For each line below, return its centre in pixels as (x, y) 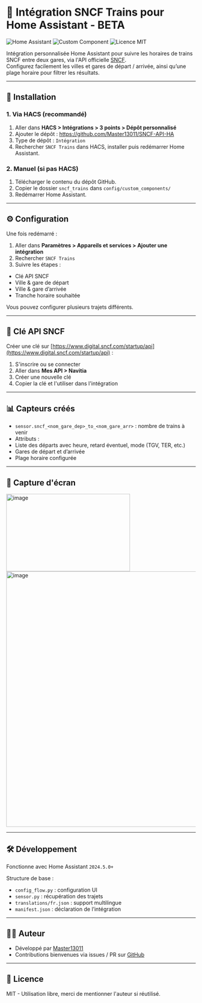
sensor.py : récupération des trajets (59, 896)
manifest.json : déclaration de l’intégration (68, 909)
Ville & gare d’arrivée (41, 289)
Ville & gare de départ (42, 282)
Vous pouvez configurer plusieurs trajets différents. (70, 307)
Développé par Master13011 (49, 948)
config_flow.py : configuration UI (56, 890)
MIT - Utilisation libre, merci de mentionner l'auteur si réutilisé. (84, 993)
